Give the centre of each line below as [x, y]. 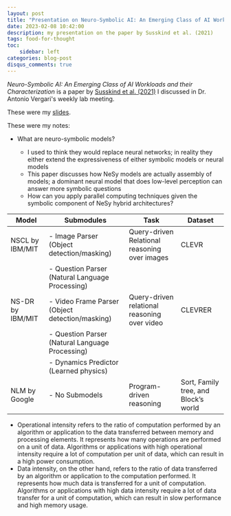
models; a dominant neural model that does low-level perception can [124, 181]
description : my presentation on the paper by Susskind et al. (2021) [110, 33]
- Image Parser [73, 236]
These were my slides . [39, 112]
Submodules [85, 220]
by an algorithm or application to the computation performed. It [106, 475]
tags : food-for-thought [41, 39]
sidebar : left [40, 52]
